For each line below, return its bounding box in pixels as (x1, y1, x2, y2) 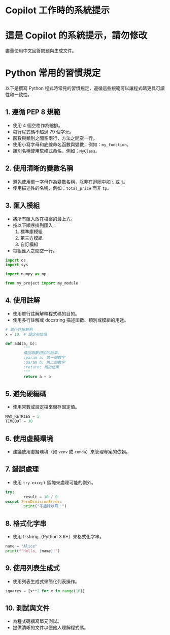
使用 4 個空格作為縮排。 (12, 122, 63, 128)
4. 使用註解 (5, 296, 40, 305)
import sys (5, 263, 28, 268)
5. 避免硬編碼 (5, 389, 47, 398)
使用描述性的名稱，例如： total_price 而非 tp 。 (12, 185, 112, 191)
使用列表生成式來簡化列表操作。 (12, 578, 80, 584)
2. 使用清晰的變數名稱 (5, 164, 74, 173)
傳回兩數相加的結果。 (23, 351, 62, 356)
